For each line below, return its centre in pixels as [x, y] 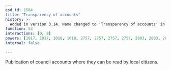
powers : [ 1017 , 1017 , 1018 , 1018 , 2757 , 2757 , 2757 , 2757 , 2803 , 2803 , [83, 39]
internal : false [22, 43]
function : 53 [19, 29]
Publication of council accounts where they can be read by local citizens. [82, 62]
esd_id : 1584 [19, 10]
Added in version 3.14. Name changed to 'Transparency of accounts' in [88, 24]
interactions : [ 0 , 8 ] [28, 33]
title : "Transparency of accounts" [43, 15]
